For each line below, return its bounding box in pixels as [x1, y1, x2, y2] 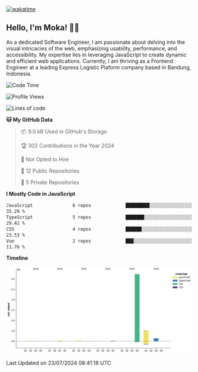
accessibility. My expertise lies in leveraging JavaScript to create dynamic [6, 51, 187, 58]
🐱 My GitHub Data [6, 116, 53, 123]
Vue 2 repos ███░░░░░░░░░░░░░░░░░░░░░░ [6, 238, 193, 244]
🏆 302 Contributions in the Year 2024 [20, 142, 114, 149]
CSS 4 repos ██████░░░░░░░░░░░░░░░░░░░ [6, 226, 193, 232]
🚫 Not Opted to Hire [20, 155, 69, 163]
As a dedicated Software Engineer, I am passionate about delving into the [6, 39, 186, 46]
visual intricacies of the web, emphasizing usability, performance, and [6, 44, 177, 52]
